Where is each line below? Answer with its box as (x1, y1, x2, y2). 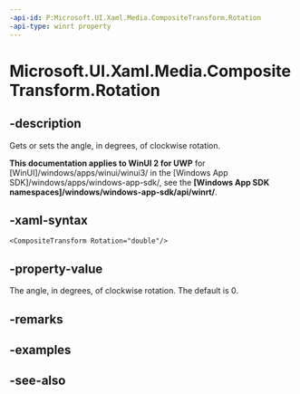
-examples (9, 341, 72, 358)
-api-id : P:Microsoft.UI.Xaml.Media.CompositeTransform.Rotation (9, 13, 261, 23)
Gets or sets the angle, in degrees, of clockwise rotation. (9, 139, 221, 150)
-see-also (9, 373, 66, 389)
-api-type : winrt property (9, 22, 111, 31)
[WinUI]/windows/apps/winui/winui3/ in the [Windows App (9, 167, 228, 178)
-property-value (9, 261, 103, 276)
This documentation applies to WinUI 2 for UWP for (9, 158, 206, 168)
